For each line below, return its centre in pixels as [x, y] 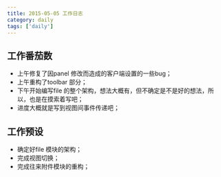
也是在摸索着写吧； [56, 99]
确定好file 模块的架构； [49, 149]
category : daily [30, 20]
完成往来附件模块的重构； [53, 166]
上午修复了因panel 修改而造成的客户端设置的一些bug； [94, 73]
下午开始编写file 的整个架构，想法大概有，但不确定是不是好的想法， [112, 91]
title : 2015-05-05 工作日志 [45, 13]
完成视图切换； [38, 158]
